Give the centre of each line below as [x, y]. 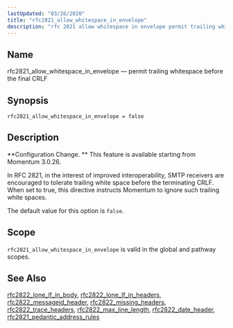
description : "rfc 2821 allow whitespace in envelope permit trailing [111, 26]
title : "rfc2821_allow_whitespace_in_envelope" [77, 20]
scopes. [18, 257]
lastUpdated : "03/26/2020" [46, 14]
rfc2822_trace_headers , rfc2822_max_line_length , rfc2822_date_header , [111, 310]
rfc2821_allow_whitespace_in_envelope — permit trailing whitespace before [115, 71]
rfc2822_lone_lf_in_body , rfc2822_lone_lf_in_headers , [84, 295]
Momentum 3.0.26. [34, 162]
